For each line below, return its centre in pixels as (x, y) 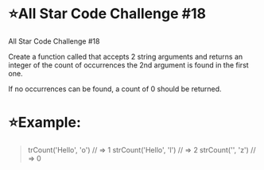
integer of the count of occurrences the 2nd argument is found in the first (128, 65)
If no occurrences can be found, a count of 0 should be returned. (115, 89)
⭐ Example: (45, 123)
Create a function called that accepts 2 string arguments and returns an (126, 56)
